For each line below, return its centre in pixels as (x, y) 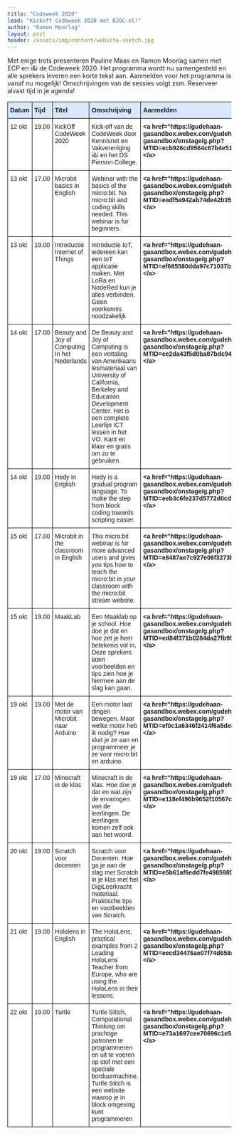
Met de (64, 704)
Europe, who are (114, 975)
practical (103, 939)
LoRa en (103, 281)
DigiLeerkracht (112, 887)
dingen (101, 712)
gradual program (114, 484)
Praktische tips (112, 901)
